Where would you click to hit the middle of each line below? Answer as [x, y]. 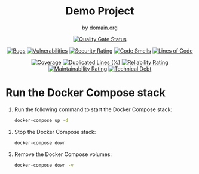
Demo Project [100, 11]
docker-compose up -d [41, 120]
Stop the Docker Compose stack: [55, 132]
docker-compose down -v [44, 165]
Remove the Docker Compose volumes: [63, 154]
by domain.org [100, 28]
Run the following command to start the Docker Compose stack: [93, 109]
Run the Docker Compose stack [85, 93]
